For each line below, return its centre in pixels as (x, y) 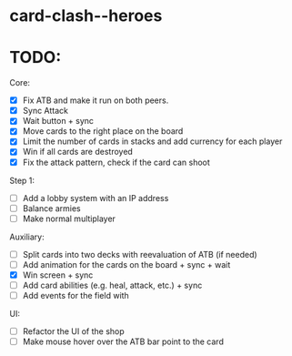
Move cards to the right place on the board (103, 131)
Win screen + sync (58, 275)
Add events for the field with (76, 295)
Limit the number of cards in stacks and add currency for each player (152, 141)
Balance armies (51, 208)
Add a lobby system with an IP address (96, 198)
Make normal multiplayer (69, 219)
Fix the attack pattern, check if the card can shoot (116, 162)
